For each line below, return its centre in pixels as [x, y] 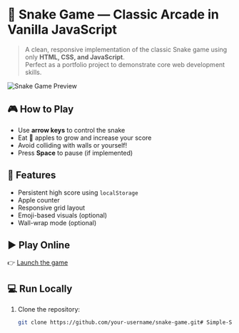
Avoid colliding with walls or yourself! [72, 145]
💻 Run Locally [40, 288]
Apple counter [39, 200]
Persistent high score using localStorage [78, 193]
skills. [33, 72]
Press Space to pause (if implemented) [75, 153]
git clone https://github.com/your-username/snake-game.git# [111, 323]
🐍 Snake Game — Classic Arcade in [113, 15]
